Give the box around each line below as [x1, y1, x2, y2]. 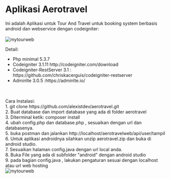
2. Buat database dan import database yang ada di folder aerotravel [5, 109, 147, 115]
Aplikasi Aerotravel [5, 4, 88, 15]
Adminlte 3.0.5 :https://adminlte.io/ [12, 77, 85, 83]
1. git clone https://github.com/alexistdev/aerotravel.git [5, 103, 119, 109]
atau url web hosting [5, 162, 48, 168]
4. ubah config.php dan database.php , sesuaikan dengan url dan [5, 119, 142, 125]
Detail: [5, 46, 19, 52]
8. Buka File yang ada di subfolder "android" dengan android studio [5, 152, 146, 158]
